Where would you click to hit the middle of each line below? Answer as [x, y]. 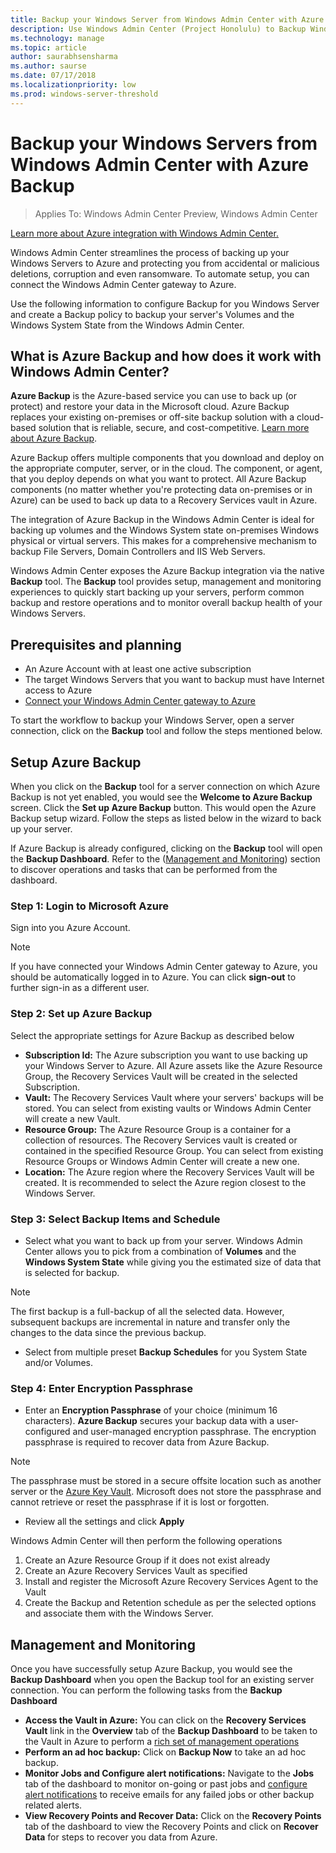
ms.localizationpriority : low [73, 85]
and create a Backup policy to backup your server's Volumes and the [152, 314]
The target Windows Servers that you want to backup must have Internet [174, 680]
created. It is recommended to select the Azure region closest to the [165, 1182]
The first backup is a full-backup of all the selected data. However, [147, 1311]
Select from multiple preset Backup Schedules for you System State [166, 1352]
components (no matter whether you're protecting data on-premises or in [161, 490]
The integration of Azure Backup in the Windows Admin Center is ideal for [162, 520]
